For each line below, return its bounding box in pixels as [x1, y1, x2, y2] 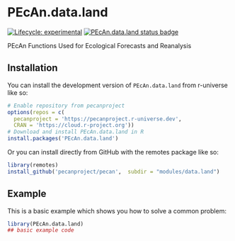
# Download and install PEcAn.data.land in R [7, 128, 144, 135]
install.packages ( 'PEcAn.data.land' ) [7, 135, 119, 142]
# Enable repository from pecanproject [7, 102, 125, 109]
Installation [7, 62, 58, 74]
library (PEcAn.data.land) [7, 220, 84, 228]
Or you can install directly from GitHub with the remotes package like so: [7, 148, 219, 156]
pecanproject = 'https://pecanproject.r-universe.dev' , [13, 115, 182, 123]
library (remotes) [7, 162, 59, 169]
